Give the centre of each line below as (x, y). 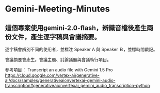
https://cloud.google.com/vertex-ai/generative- (52, 75)
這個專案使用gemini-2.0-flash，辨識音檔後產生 (76, 28)
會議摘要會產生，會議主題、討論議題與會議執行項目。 (58, 60)
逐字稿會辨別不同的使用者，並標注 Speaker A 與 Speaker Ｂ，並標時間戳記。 (81, 49)
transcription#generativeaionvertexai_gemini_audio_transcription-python (78, 86)
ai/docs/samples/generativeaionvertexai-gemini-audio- (60, 80)
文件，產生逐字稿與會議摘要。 (56, 37)
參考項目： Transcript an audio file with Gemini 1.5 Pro (59, 70)
